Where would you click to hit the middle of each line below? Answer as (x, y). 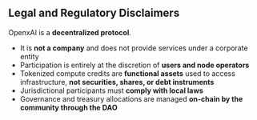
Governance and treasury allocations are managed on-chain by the (131, 98)
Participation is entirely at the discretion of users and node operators (135, 65)
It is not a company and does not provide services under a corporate (134, 48)
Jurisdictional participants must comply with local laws (112, 90)
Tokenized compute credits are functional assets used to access (128, 73)
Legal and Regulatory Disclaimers (94, 13)
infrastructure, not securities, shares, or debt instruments (117, 82)
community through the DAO (68, 107)
